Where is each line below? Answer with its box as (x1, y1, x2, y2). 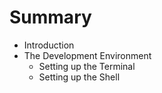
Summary (9, 6, 92, 29)
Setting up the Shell (38, 71, 121, 83)
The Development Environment (23, 49, 152, 61)
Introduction (23, 39, 75, 51)
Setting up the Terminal (38, 60, 136, 72)
